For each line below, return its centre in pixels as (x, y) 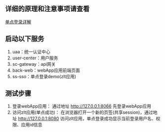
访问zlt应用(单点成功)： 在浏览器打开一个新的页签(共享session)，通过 (82, 112)
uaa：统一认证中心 (31, 51)
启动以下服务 (25, 39)
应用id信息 (32, 125)
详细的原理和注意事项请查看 (47, 9)
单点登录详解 (18, 22)
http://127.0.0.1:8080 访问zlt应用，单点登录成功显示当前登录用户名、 (87, 119)
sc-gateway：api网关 (34, 64)
